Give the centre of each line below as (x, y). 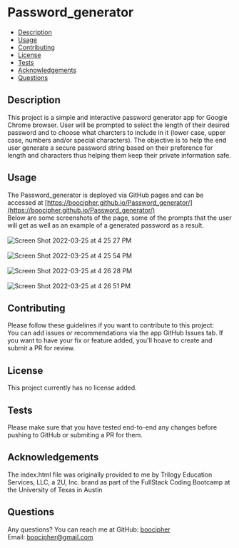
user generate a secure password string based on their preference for (110, 148)
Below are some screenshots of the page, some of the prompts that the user (119, 218)
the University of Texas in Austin (55, 489)
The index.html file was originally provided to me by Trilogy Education (110, 475)
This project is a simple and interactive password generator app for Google (117, 117)
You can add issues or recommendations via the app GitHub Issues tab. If (115, 333)
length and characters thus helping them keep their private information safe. (119, 155)
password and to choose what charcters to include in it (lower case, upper (117, 132)
